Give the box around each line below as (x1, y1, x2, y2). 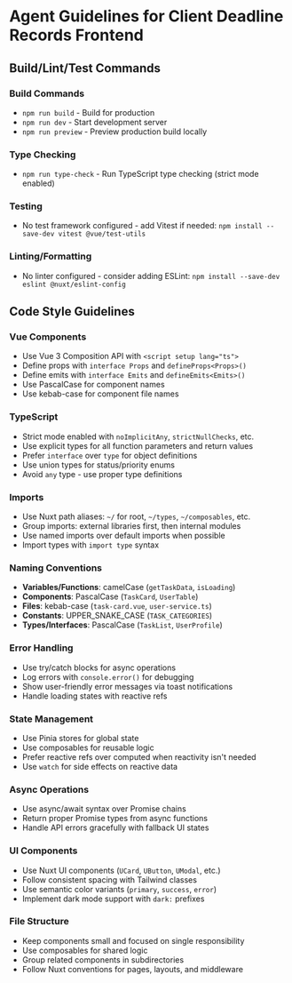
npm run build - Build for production (21, 107, 155, 117)
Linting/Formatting (9, 251, 92, 263)
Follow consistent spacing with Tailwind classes (21, 874, 198, 885)
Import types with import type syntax (21, 539, 160, 550)
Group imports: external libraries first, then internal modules (21, 521, 241, 531)
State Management (9, 713, 94, 725)
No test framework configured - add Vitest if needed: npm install (21, 220, 264, 231)
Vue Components (9, 331, 87, 343)
